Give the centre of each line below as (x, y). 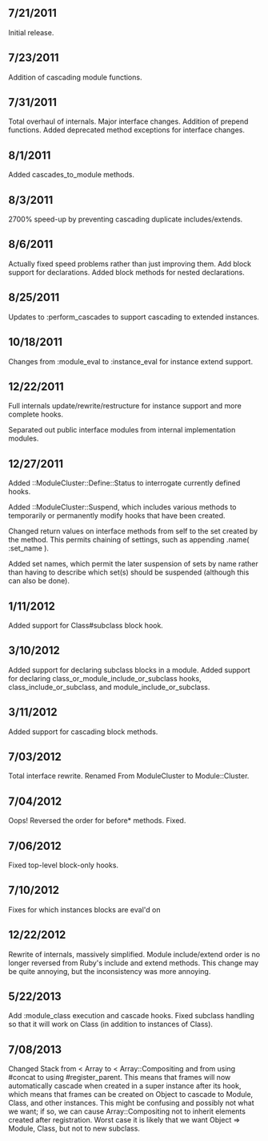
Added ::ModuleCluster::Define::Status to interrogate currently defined (124, 483)
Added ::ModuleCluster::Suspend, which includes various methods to (123, 507)
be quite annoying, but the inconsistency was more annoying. (110, 971)
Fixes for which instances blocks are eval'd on (84, 909)
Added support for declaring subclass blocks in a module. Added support (129, 670)
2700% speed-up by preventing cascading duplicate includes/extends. (126, 219)
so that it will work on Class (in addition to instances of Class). (111, 1024)
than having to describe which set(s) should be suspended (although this (129, 572)
